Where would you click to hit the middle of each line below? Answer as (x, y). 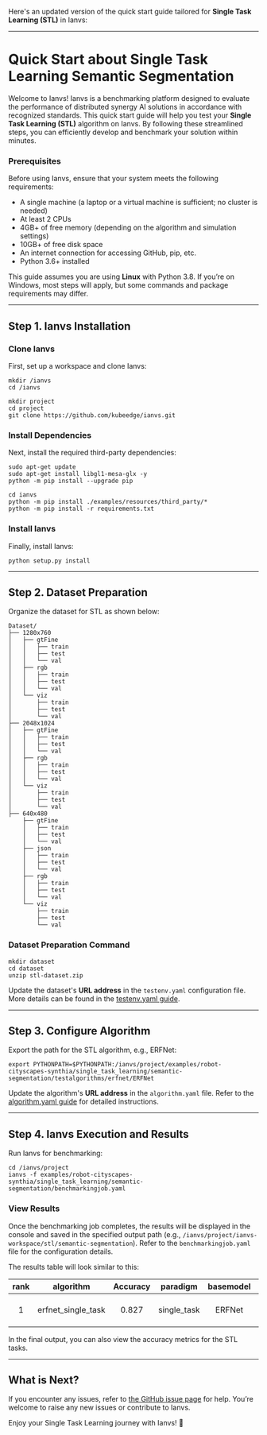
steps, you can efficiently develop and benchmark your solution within (123, 132)
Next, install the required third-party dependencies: (92, 453)
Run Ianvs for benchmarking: (56, 1153)
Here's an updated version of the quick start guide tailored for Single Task (130, 12)
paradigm (179, 1286)
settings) (34, 236)
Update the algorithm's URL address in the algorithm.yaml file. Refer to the (131, 1093)
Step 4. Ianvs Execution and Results (99, 1134)
